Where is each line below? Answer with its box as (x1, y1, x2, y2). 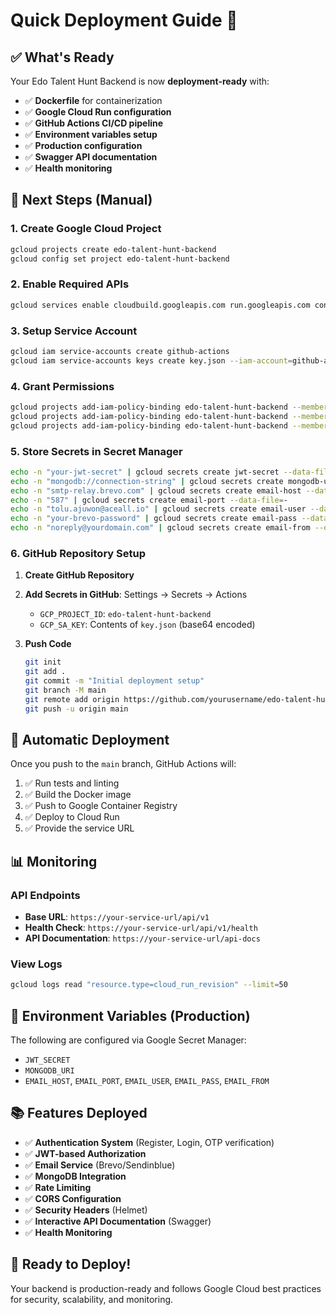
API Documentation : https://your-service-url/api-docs (24, 932, 261, 944)
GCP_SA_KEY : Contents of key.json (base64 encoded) (39, 619, 256, 631)
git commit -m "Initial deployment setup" (24, 676, 205, 686)
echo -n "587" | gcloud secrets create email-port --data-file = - (10, 495, 288, 505)
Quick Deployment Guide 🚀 (10, 9, 238, 32)
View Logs (10, 957, 63, 971)
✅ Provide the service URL (24, 822, 135, 834)
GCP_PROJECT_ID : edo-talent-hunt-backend (39, 608, 212, 620)
